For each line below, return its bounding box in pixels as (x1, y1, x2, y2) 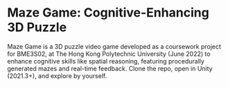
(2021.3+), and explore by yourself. (7, 71, 107, 80)
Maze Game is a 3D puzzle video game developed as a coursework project (7, 42, 222, 50)
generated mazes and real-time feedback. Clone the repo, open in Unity (7, 64, 213, 72)
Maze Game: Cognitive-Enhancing (7, 5, 209, 21)
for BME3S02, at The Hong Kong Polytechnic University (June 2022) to (7, 50, 211, 58)
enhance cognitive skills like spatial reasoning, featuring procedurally (7, 57, 204, 65)
